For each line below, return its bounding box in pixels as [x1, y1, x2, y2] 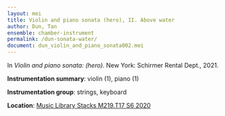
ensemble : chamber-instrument [7, 29, 95, 37]
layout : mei [7, 10, 42, 17]
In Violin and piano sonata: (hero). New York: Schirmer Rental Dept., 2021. [7, 61, 219, 69]
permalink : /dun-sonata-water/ [7, 36, 98, 43]
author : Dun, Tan [7, 23, 57, 30]
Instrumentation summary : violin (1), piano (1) [7, 75, 140, 83]
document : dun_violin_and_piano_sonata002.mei [7, 42, 144, 49]
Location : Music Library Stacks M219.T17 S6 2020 [7, 101, 151, 109]
